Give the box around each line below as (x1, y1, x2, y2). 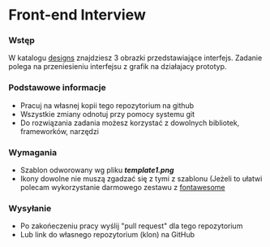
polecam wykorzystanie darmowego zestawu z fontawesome (19, 183, 225, 193)
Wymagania (8, 146, 58, 158)
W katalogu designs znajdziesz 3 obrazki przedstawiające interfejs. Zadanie (8, 53, 263, 63)
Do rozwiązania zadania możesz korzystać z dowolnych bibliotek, (19, 118, 240, 128)
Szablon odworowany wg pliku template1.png (19, 165, 174, 175)
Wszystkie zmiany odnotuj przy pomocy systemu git (19, 109, 195, 119)
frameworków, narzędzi (19, 126, 100, 136)
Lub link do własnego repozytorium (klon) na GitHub (19, 230, 195, 240)
